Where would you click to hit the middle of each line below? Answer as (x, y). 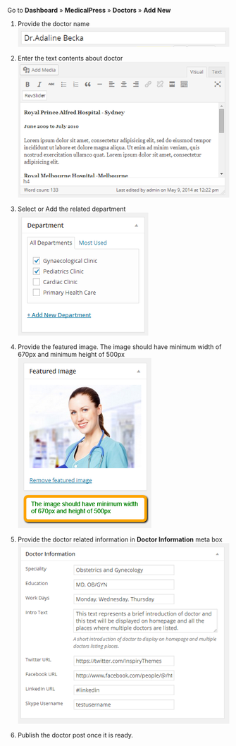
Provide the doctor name (54, 24)
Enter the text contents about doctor (70, 58)
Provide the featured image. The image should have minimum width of (119, 347)
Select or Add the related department (72, 209)
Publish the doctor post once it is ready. (75, 735)
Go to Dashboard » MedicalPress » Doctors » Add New (89, 10)
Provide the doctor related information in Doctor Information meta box (120, 539)
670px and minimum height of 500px (71, 354)
